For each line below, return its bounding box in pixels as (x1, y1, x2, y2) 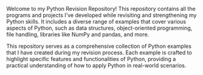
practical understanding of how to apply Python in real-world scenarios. (6, 62, 187, 69)
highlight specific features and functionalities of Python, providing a (6, 56, 176, 62)
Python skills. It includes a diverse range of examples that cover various (6, 18, 187, 25)
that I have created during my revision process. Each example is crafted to (6, 49, 193, 56)
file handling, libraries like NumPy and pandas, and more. (6, 31, 150, 38)
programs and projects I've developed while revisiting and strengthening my (6, 11, 197, 19)
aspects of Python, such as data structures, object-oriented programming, (6, 24, 193, 31)
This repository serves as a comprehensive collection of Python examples (6, 42, 191, 50)
